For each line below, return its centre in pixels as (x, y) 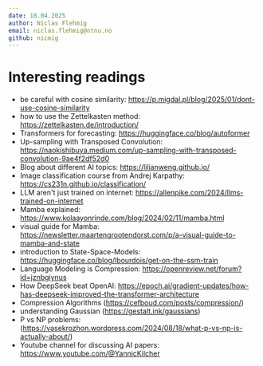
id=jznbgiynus (43, 277)
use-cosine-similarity (55, 108)
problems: (64, 320)
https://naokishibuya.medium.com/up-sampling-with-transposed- (128, 150)
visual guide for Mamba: (59, 226)
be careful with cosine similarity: (73, 100)
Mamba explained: (50, 210)
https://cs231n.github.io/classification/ (83, 184)
